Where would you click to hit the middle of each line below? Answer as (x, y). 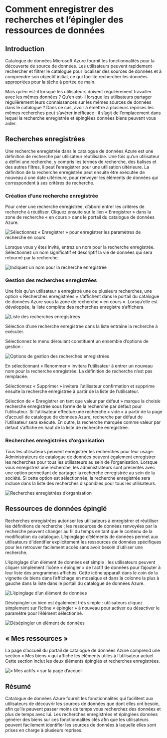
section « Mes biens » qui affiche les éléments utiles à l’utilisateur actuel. (80, 656)
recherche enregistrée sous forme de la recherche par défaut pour (74, 406)
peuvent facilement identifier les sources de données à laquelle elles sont (81, 725)
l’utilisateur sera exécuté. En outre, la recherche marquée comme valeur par (83, 422)
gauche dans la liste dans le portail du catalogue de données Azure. (75, 583)
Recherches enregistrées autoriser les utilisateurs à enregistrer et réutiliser (82, 521)
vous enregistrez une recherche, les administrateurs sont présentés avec (80, 467)
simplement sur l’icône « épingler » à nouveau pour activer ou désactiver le (83, 608)
